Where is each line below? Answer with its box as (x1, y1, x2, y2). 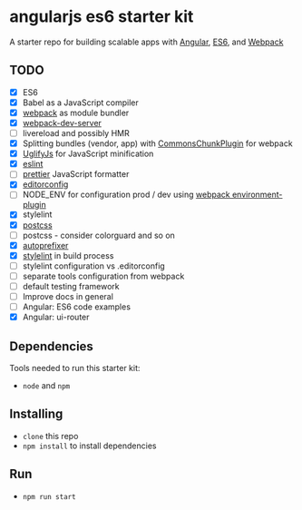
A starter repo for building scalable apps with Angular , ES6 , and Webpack (9, 36, 284, 47)
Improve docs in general (22, 290, 113, 301)
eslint (22, 159, 44, 170)
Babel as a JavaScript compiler (22, 97, 139, 108)
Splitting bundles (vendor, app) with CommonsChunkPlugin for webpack (22, 138, 293, 149)
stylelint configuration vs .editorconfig (22, 260, 165, 271)
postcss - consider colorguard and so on (22, 230, 175, 240)
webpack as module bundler (22, 107, 130, 118)
